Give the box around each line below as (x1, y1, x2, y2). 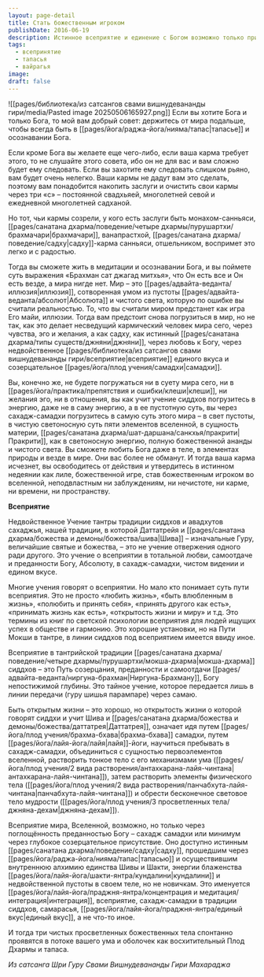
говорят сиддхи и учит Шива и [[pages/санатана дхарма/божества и (8, 713, 239, 723)
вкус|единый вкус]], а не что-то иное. (8, 912, 135, 922)
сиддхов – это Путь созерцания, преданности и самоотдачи (8, 664, 211, 674)
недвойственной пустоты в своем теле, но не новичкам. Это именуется (8, 879, 251, 888)
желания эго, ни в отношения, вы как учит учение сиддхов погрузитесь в (8, 394, 256, 404)
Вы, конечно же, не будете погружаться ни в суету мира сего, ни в (8, 377, 234, 387)
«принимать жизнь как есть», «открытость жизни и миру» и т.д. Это (8, 607, 239, 616)
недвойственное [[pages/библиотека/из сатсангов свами (8, 346, 202, 355)
